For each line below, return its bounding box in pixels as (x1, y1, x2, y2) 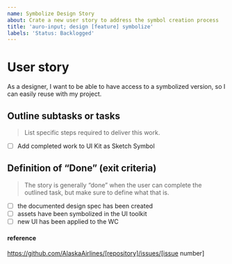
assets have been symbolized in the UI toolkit (17, 209, 147, 217)
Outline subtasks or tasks (7, 110, 120, 122)
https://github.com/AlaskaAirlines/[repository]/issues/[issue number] (7, 249, 205, 258)
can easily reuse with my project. (7, 90, 102, 98)
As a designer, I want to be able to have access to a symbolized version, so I (7, 83, 226, 91)
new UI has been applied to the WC (17, 217, 119, 226)
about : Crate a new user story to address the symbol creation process (7, 17, 219, 24)
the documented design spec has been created (17, 201, 154, 210)
